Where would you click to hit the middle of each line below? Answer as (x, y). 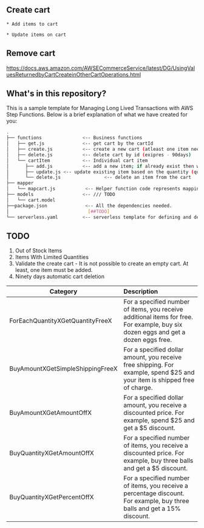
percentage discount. (154, 493)
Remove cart (31, 53)
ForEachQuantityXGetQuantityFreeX (61, 321)
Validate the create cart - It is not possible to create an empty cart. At (102, 263)
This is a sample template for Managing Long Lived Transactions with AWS (100, 108)
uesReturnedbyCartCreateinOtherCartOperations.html (74, 74)
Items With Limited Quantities (52, 257)
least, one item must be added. (54, 270)
